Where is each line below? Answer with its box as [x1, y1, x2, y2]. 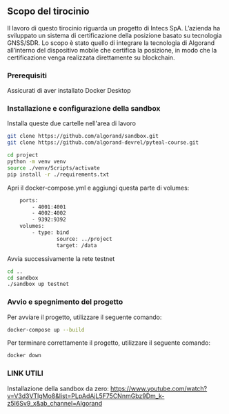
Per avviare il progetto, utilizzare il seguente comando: [7, 313, 162, 321]
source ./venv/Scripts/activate [7, 164, 100, 172]
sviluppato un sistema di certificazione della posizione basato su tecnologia [7, 31, 222, 39]
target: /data [56, 242, 97, 249]
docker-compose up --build [7, 326, 85, 333]
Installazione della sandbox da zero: [7, 384, 109, 393]
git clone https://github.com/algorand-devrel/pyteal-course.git [7, 139, 199, 146]
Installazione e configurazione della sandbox [7, 104, 161, 114]
